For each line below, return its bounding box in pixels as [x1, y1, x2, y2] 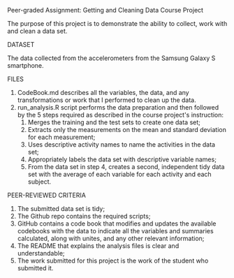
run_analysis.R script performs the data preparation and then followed [17, 103, 219, 111]
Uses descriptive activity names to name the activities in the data [27, 140, 215, 149]
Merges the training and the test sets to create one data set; [27, 118, 200, 126]
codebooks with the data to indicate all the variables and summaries [17, 227, 214, 235]
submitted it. [17, 264, 54, 272]
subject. [27, 177, 51, 186]
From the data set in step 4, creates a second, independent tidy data [27, 163, 225, 170]
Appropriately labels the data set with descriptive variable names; [27, 155, 217, 163]
